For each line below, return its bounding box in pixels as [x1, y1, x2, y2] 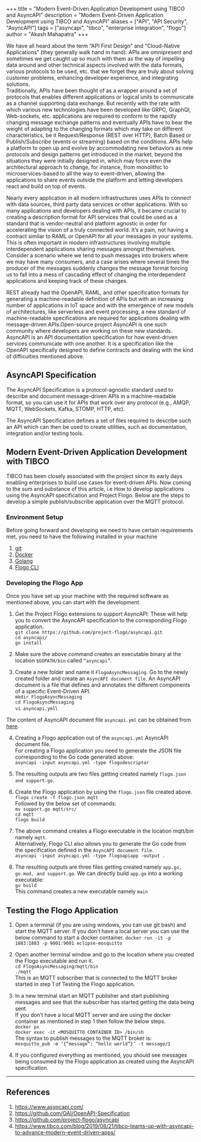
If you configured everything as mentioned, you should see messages [14, 1051, 187, 1059]
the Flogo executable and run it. [14, 958, 94, 965]
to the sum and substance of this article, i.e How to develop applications [6, 485, 184, 492]
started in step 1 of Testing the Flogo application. [14, 980, 136, 988]
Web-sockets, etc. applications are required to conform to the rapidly [6, 112, 176, 120]
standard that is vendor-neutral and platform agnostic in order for [6, 220, 167, 227]
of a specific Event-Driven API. [14, 688, 91, 695]
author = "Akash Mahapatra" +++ [6, 31, 89, 38]
